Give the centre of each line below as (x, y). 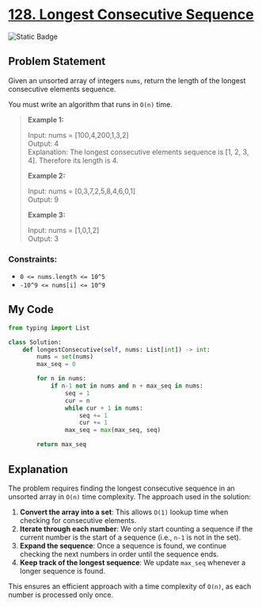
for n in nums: (62, 379)
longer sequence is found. (62, 571)
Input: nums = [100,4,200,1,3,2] (78, 135)
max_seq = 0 (57, 365)
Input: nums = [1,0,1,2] (63, 230)
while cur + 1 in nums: (104, 408)
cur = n (77, 401)
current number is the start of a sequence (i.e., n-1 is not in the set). (130, 537)
